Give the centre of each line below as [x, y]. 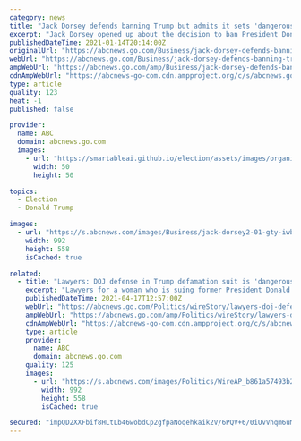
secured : [26, 423]
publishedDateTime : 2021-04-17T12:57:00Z [103, 299]
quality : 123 [34, 92]
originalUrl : [34, 51]
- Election [38, 199]
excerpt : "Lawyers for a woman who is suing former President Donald [158, 290]
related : [26, 274]
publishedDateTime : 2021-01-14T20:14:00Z [88, 42]
